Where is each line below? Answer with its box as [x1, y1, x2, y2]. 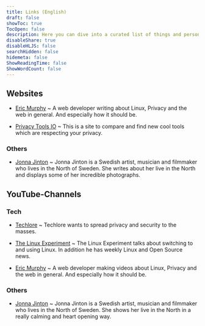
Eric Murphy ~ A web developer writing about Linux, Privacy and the [15, 104, 187, 112]
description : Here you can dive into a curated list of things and [6, 32, 182, 38]
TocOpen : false [6, 26, 45, 32]
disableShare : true [6, 37, 56, 43]
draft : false [6, 15, 40, 21]
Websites [6, 88, 43, 98]
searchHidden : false [6, 49, 59, 55]
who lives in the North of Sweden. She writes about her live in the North [15, 165, 196, 172]
